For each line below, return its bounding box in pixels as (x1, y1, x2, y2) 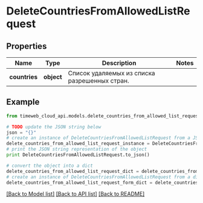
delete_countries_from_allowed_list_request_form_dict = (6, 180, 153, 186)
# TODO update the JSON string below (6, 123, 101, 130)
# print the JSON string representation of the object (6, 146, 147, 152)
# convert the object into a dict (6, 163, 94, 169)
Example (6, 97, 40, 107)
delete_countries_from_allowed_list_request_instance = (6, 140, 150, 147)
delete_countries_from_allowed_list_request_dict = (6, 168, 139, 174)
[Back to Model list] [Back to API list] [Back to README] (6, 190, 145, 198)
